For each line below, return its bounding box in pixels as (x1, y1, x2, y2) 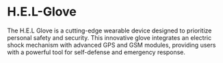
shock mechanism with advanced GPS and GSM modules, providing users (7, 41, 216, 49)
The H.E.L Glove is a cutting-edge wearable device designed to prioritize (7, 26, 212, 35)
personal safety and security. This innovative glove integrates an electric (7, 33, 212, 41)
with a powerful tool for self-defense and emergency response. (7, 48, 186, 56)
